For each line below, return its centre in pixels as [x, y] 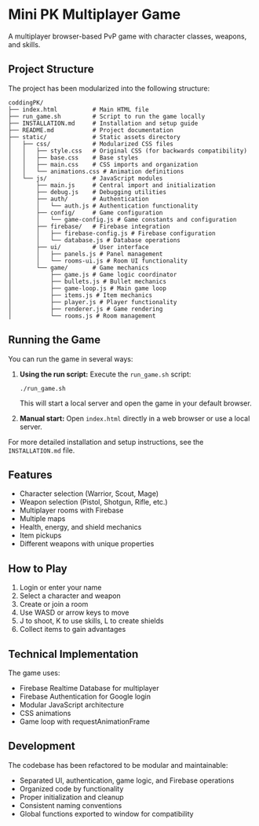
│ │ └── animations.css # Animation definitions [96, 171]
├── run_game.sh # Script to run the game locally [107, 116]
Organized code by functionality [71, 788]
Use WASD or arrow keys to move [74, 613]
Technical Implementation [73, 654]
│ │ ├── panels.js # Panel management [86, 254]
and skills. [24, 44]
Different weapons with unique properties [87, 544]
